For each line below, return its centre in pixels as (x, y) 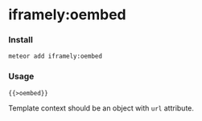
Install (21, 40)
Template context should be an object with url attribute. (101, 108)
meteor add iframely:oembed (56, 56)
